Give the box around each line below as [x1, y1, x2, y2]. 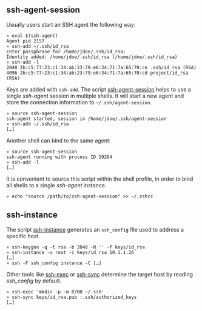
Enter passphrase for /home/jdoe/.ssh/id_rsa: [6, 48, 126, 55]
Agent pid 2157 [6, 38, 45, 44]
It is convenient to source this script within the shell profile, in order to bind [6, 175, 194, 182]
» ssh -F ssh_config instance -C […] [6, 260, 102, 266]
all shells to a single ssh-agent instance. [6, 181, 107, 189]
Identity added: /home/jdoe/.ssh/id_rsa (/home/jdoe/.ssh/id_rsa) [6, 54, 178, 60]
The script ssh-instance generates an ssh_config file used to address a [6, 226, 184, 233]
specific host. [6, 232, 41, 239]
